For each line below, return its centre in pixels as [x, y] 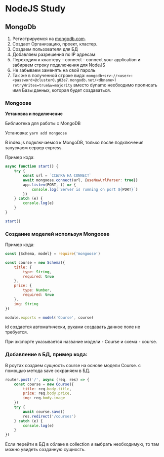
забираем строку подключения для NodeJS [59, 65]
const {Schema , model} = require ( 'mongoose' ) [53, 254]
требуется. [17, 332]
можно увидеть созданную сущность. [45, 450]
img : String [26, 304]
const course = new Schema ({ [35, 262]
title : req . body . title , [47, 389]
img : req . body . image [44, 398]
